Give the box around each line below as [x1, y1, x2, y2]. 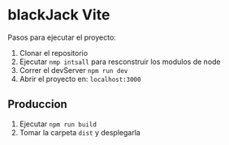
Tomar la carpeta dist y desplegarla [19, 127, 141, 137]
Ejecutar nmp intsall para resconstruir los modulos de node [19, 57, 221, 66]
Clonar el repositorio [19, 48, 89, 58]
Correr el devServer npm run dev [19, 65, 128, 75]
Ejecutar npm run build [19, 119, 97, 129]
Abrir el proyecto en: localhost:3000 [19, 74, 141, 83]
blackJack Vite [7, 6, 110, 24]
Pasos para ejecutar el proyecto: [7, 32, 117, 42]
